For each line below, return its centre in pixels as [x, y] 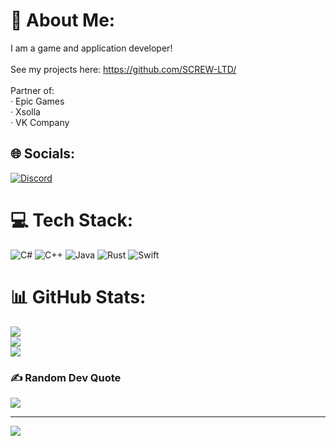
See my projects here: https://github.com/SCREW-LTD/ [123, 69]
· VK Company [40, 122]
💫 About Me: [63, 20]
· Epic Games [37, 101]
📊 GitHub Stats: [78, 296]
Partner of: [32, 90]
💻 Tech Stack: [72, 220]
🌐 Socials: [43, 154]
